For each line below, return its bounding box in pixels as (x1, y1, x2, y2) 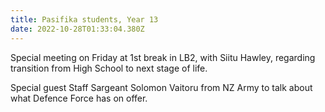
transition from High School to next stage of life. (10, 62, 208, 74)
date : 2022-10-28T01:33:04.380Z (10, 24, 145, 34)
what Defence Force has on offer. (10, 92, 148, 104)
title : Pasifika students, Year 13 (10, 14, 159, 25)
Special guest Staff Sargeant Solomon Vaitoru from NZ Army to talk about (10, 81, 313, 93)
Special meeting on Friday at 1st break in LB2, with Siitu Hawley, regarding (10, 51, 316, 63)
